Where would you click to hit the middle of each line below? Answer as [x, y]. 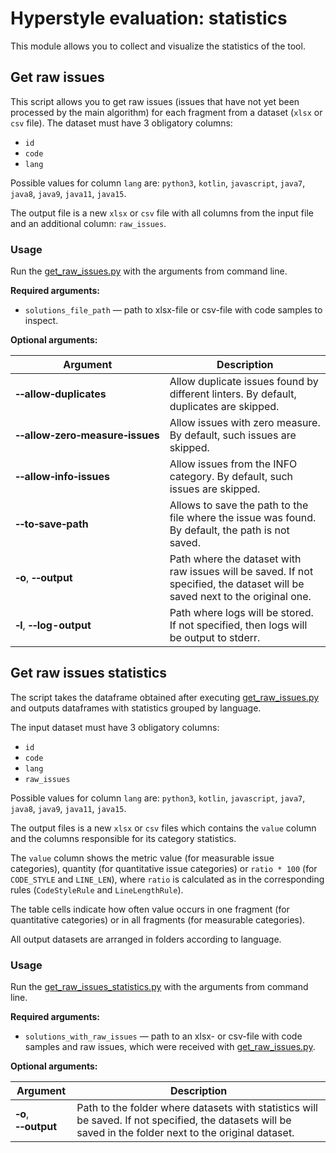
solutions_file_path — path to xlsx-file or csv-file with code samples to [173, 310]
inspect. [41, 321]
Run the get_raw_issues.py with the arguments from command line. [149, 271]
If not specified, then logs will [238, 625]
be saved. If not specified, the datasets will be [184, 1120]
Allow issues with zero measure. [245, 423]
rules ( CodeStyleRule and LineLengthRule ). [97, 889]
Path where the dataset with [235, 559]
